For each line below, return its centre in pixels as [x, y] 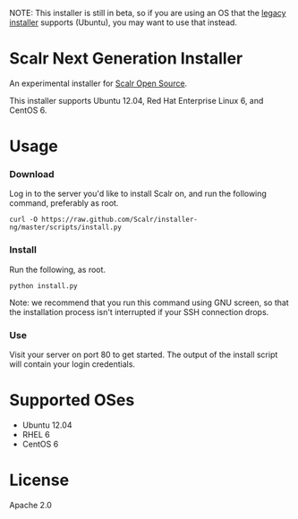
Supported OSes [72, 400]
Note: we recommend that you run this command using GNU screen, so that [149, 302]
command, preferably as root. [64, 203]
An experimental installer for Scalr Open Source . [98, 83]
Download [32, 174]
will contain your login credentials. [72, 364]
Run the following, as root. [57, 269]
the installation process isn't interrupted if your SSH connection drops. [139, 311]
